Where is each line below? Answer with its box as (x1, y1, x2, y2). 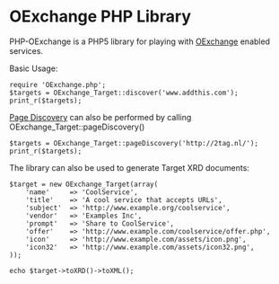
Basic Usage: (9, 63, 58, 74)
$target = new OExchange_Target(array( (9, 180, 159, 189)
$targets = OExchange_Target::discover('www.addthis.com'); (9, 88, 240, 97)
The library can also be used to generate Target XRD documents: (9, 162, 249, 173)
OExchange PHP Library (9, 6, 191, 27)
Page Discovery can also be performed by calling (9, 111, 192, 122)
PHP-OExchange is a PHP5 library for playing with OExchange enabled (9, 36, 271, 47)
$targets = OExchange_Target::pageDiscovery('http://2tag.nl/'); (9, 138, 258, 147)
